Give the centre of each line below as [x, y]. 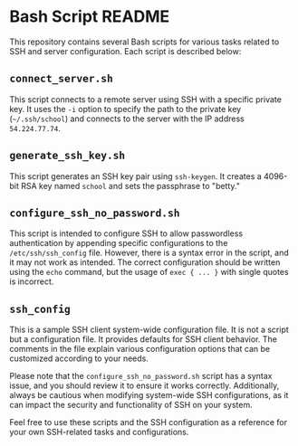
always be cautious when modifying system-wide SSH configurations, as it [149, 395]
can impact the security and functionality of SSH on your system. [131, 405]
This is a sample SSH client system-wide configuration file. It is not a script [149, 330]
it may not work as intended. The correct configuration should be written [145, 262]
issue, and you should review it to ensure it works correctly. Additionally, [144, 385]
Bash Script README [90, 17]
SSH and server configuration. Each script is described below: [125, 51]
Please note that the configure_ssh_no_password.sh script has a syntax [141, 376]
